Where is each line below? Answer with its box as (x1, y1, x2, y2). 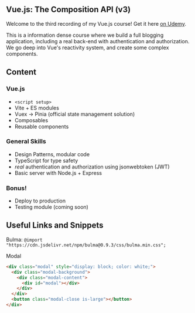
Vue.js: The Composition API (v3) (6, 5, 131, 15)
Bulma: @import (6, 236, 43, 243)
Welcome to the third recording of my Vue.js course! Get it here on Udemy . (6, 20, 186, 27)
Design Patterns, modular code (14, 150, 90, 157)
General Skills (6, 137, 46, 146)
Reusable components (14, 123, 69, 130)
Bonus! (6, 184, 27, 192)
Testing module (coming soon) (14, 204, 89, 211)
